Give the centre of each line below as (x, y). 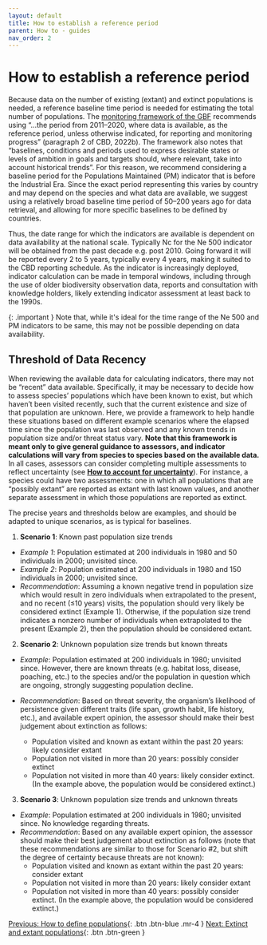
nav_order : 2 (30, 38)
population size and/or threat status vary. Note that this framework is (123, 438)
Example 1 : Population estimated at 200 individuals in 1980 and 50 (128, 552)
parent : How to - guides (49, 30)
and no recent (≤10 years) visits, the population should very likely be (132, 603)
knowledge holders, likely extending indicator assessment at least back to (130, 293)
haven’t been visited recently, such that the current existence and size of (128, 404)
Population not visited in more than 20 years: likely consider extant (141, 883)
